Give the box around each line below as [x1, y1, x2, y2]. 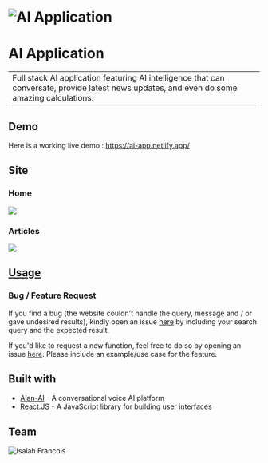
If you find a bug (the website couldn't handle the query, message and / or [8, 308, 253, 318]
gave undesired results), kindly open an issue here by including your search [8, 316, 258, 326]
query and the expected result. [8, 325, 110, 334]
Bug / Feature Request [8, 290, 97, 301]
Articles [8, 225, 40, 236]
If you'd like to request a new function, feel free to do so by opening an [8, 340, 242, 350]
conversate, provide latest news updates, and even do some [12, 82, 238, 93]
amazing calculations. [12, 93, 94, 104]
